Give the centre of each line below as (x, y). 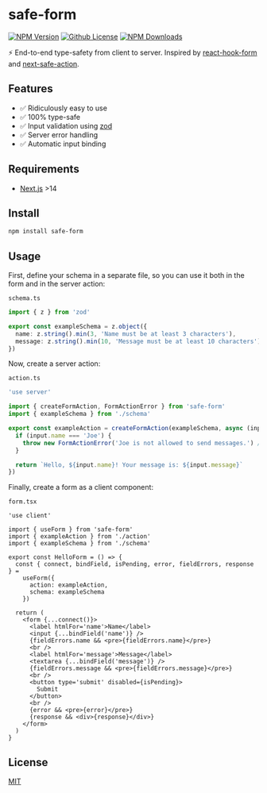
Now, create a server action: (54, 364)
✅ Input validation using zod (66, 125)
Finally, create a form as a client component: (81, 487)
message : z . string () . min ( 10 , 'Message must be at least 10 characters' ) (138, 341)
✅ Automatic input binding (63, 144)
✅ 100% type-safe (50, 117)
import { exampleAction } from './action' (79, 537)
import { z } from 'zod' (49, 312)
